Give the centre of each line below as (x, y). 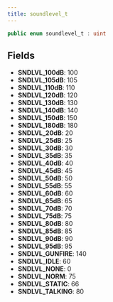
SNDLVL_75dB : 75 (45, 216)
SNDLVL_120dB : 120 (48, 95)
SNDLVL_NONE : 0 (44, 269)
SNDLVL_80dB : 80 (45, 224)
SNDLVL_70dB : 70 (45, 209)
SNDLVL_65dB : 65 (45, 201)
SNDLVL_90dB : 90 (45, 239)
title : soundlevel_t (38, 14)
